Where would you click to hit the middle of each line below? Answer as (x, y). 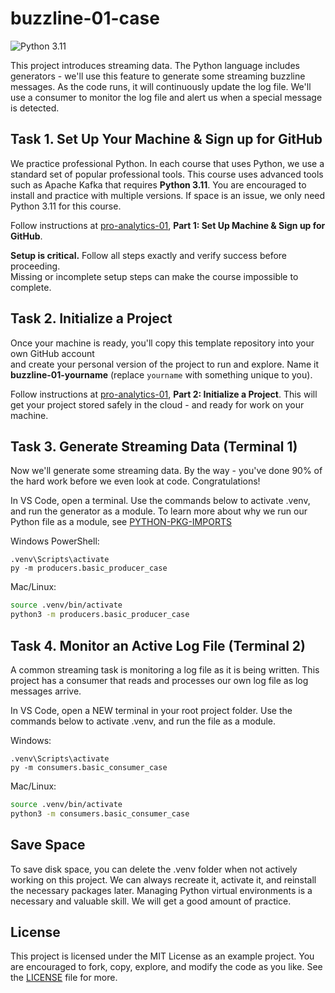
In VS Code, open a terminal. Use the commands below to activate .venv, (160, 501)
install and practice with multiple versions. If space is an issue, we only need (168, 195)
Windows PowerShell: (55, 541)
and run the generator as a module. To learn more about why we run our (159, 511)
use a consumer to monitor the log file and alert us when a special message (166, 97)
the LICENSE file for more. (64, 978)
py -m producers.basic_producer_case (89, 568)
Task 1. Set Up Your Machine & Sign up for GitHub (166, 139)
